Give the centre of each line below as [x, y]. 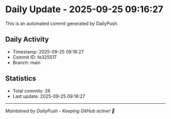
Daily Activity [27, 39]
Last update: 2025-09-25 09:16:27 [49, 96]
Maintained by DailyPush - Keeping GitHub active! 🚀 [60, 111]
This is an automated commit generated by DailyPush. [62, 23]
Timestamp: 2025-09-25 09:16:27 [48, 51]
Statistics [21, 79]
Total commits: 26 [32, 91]
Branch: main [26, 63]
